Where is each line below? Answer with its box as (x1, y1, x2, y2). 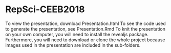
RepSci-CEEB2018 (5, 4, 85, 15)
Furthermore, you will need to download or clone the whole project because (5, 37, 165, 43)
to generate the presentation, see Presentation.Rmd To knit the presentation (5, 25, 165, 32)
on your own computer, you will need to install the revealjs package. (5, 31, 148, 37)
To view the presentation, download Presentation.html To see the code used (5, 20, 166, 26)
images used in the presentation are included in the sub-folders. (5, 42, 141, 48)
